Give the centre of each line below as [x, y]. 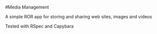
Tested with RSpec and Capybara [39, 26]
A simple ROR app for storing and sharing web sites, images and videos [78, 17]
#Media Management [27, 7]
